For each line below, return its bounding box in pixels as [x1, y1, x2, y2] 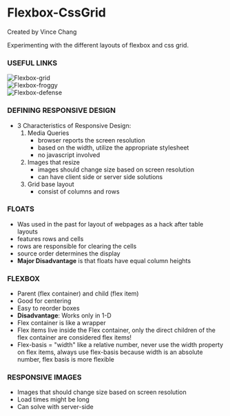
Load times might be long [17, 395, 90, 404]
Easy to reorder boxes [17, 304, 81, 313]
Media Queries [27, 129, 70, 137]
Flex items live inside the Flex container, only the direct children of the [17, 326, 216, 335]
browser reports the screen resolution [37, 136, 145, 144]
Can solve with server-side [17, 403, 94, 411]
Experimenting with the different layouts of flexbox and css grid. [7, 41, 189, 49]
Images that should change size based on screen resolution [17, 388, 187, 397]
